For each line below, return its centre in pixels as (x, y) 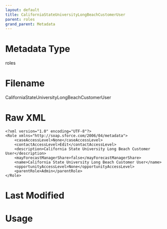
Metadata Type (38, 49)
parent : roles (20, 19)
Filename (25, 83)
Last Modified (35, 196)
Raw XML (26, 118)
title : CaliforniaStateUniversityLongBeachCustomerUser (65, 15)
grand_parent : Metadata (30, 24)
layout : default (22, 10)
